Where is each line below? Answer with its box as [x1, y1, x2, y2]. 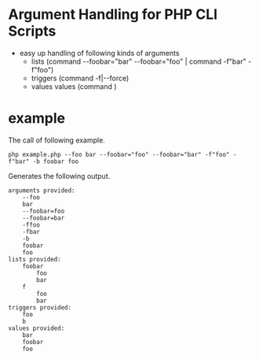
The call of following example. [8, 135, 106, 145]
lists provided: [8, 255, 61, 263]
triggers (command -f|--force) [31, 73, 129, 83]
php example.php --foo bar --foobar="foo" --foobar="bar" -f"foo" [8, 150, 230, 158]
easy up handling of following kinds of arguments [19, 48, 180, 57]
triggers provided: [8, 303, 72, 312]
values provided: [8, 324, 65, 332]
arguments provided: [8, 187, 76, 194]
